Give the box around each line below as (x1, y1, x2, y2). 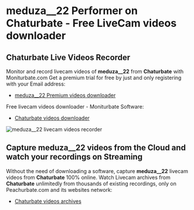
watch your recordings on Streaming (6, 152, 142, 162)
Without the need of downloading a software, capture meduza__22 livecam (6, 167, 189, 174)
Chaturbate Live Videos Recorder (6, 52, 131, 62)
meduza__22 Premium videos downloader (14, 92, 116, 99)
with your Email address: (6, 80, 66, 87)
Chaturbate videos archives (14, 198, 82, 205)
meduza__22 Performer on (6, 4, 138, 18)
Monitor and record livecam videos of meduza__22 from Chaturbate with (6, 68, 184, 74)
